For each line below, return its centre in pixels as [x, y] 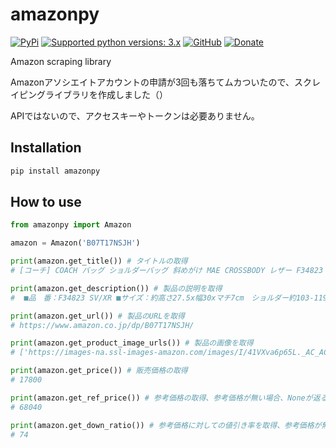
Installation [46, 148]
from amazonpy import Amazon [71, 225]
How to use [46, 202]
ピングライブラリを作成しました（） [93, 94]
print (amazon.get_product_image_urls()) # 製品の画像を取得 [132, 343]
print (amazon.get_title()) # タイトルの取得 [99, 261]
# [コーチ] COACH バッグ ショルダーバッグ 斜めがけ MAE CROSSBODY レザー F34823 [167, 271]
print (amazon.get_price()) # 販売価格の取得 [99, 371]
